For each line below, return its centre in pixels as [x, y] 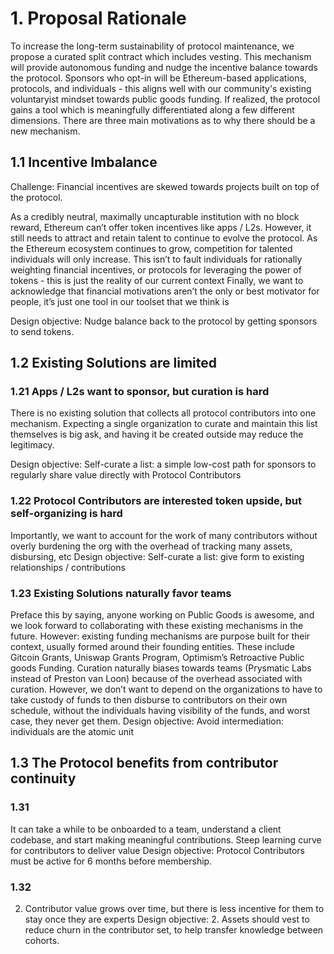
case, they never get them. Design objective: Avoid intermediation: [147, 721]
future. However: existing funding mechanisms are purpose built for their [160, 636]
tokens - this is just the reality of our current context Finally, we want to [157, 280]
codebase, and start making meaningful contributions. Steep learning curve [166, 839]
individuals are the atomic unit [72, 732]
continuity [43, 778]
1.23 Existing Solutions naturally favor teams [121, 593]
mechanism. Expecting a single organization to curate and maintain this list [164, 424]
